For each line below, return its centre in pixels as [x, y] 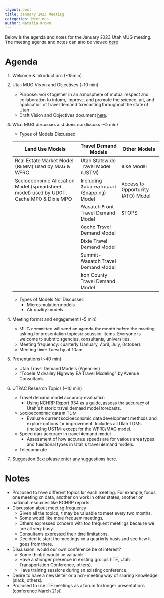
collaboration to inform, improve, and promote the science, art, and [87, 100]
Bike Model [134, 166]
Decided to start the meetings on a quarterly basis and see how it [85, 539]
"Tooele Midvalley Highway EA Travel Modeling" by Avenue [79, 373]
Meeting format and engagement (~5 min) [54, 319]
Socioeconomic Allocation [44, 181]
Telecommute [33, 450]
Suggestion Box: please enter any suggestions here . [64, 459]
